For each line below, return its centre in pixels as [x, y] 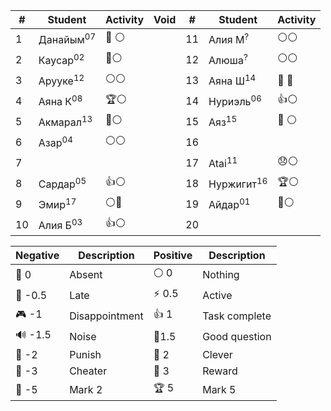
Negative [37, 255]
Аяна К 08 [60, 100]
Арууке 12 [61, 80]
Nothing [221, 274]
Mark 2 [86, 389]
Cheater [88, 371]
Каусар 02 [61, 59]
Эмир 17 [57, 203]
